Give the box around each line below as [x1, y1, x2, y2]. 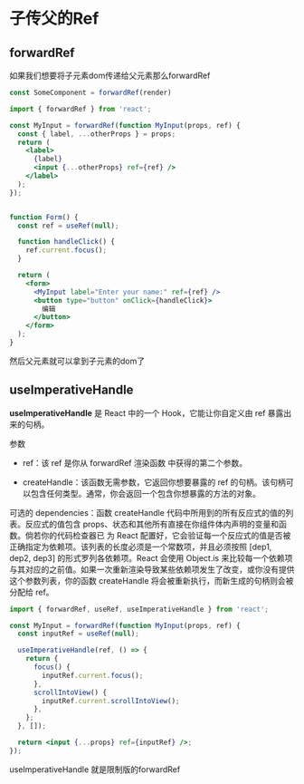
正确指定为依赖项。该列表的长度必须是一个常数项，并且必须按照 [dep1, [9, 541, 272, 552]
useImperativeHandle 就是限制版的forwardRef [9, 763, 181, 775]
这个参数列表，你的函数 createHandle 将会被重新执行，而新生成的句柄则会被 [9, 575, 294, 586]
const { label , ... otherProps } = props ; [17, 129, 176, 139]
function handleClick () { [17, 237, 116, 247]
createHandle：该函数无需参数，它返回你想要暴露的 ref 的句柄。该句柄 [22, 477, 287, 488]
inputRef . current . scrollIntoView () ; [42, 696, 180, 705]
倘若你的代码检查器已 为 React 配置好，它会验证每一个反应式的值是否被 [24, 529, 291, 540]
